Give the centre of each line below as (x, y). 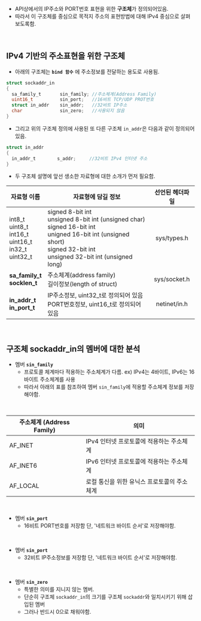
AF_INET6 (23, 466)
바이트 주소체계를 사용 (50, 380)
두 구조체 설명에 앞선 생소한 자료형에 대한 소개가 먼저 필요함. (85, 176)
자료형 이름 (26, 197)
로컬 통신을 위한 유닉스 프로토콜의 (130, 482)
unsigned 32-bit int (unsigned (90, 257)
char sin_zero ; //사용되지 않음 (68, 111)
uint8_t (19, 227)
